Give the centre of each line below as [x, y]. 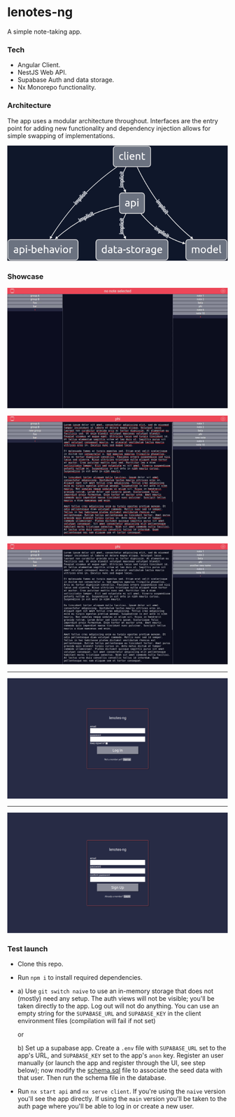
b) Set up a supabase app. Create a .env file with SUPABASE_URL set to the [122, 1048]
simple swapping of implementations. [61, 136]
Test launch [28, 948]
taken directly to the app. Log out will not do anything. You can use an [118, 1006]
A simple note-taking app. [44, 32]
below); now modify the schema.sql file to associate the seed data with [120, 1070]
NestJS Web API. [42, 72]
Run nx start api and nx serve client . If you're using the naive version [121, 1091]
